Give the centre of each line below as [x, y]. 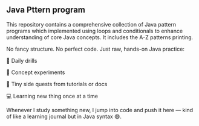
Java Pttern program [46, 10]
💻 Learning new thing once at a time [52, 96]
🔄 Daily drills [22, 60]
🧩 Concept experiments [36, 72]
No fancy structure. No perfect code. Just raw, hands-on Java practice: [95, 49]
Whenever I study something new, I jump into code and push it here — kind [100, 110]
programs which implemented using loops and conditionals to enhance [95, 31]
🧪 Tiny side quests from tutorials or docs [57, 84]
